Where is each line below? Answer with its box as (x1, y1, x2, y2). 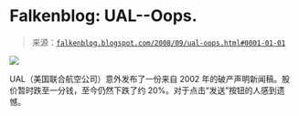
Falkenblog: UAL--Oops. (9, 5, 198, 26)
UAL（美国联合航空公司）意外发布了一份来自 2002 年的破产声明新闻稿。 (9, 73, 283, 84)
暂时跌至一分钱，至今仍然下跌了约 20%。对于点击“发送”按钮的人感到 (16, 84, 277, 96)
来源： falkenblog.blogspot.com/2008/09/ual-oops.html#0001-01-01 (31, 37, 286, 47)
